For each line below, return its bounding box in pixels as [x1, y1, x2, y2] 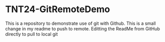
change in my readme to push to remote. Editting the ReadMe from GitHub [5, 25, 160, 31]
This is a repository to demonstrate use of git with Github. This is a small [5, 20, 156, 26]
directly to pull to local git [5, 31, 58, 37]
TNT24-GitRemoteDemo [5, 4, 110, 15]
